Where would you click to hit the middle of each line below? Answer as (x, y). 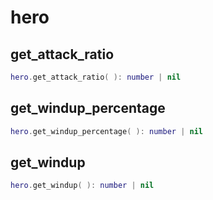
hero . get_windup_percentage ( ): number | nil (106, 131)
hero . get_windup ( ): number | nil (82, 186)
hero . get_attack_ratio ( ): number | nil (96, 77)
